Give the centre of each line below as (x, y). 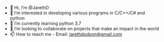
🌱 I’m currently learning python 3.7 (45, 23)
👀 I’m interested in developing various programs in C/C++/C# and (77, 13)
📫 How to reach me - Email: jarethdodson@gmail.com (66, 34)
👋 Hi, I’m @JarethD (29, 8)
